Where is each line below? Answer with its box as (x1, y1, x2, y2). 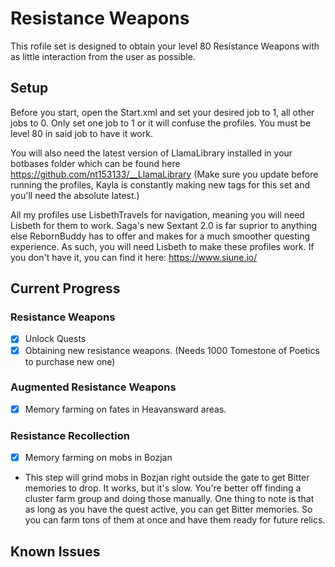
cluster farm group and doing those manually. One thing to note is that (24, 493, 315, 505)
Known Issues (10, 543, 101, 560)
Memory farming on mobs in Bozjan (24, 452, 173, 464)
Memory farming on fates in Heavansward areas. (24, 403, 227, 415)
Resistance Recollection (10, 428, 130, 442)
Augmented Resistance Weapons (10, 380, 177, 394)
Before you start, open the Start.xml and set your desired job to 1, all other (10, 106, 315, 118)
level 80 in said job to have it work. (10, 127, 153, 139)
